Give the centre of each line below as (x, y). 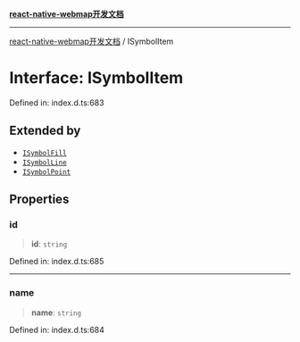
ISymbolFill (44, 153)
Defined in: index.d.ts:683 (57, 103)
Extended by (45, 131)
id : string (49, 244)
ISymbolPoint (46, 172)
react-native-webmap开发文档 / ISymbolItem (92, 41)
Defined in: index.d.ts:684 (57, 329)
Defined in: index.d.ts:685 (57, 262)
